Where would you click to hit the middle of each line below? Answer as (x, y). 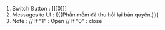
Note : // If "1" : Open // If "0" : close (57, 21)
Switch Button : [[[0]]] (39, 9)
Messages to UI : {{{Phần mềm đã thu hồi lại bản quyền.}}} (85, 15)
